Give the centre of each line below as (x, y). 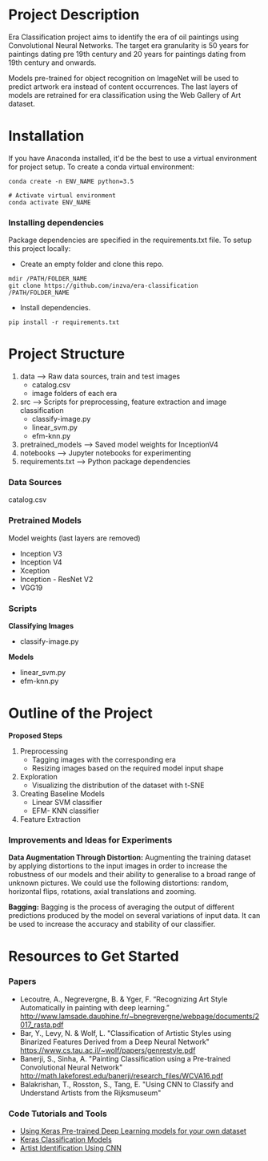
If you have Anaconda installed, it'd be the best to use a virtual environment (133, 158)
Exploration (38, 776)
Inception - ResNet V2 (56, 579)
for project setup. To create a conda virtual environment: (101, 167)
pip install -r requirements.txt (64, 322)
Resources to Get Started (94, 957)
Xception (35, 570)
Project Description (74, 15)
